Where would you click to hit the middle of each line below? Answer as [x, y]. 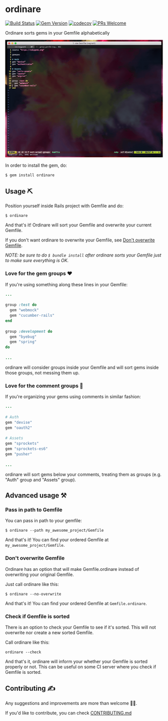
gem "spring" [23, 342]
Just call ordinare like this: [32, 584]
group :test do [21, 305]
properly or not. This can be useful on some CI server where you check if [81, 667]
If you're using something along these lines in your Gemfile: [66, 284]
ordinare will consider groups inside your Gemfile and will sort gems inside [82, 367]
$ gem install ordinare [30, 175]
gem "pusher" [19, 454]
